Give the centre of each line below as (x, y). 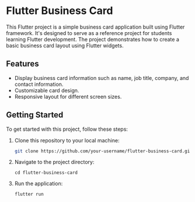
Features (22, 64)
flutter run (29, 194)
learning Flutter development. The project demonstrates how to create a (93, 39)
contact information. (39, 84)
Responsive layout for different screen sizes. (68, 96)
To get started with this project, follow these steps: (67, 129)
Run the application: (39, 184)
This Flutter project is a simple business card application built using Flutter (95, 27)
